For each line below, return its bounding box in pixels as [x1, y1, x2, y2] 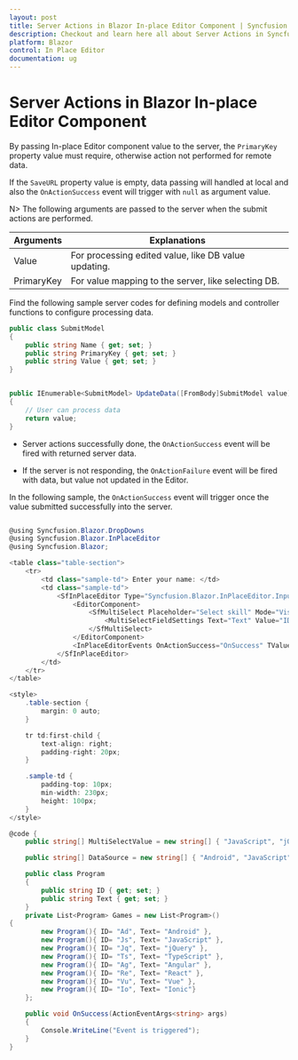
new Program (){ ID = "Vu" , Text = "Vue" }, [41, 976, 197, 986]
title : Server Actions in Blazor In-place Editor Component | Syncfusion [9, 21, 288, 30]
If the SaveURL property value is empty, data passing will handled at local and [9, 177, 289, 187]
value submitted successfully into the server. [9, 501, 173, 512]
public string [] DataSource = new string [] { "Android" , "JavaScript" [25, 854, 292, 863]
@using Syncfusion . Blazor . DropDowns [9, 526, 145, 535]
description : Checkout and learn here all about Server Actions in [9, 29, 264, 38]
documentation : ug [9, 54, 77, 63]
